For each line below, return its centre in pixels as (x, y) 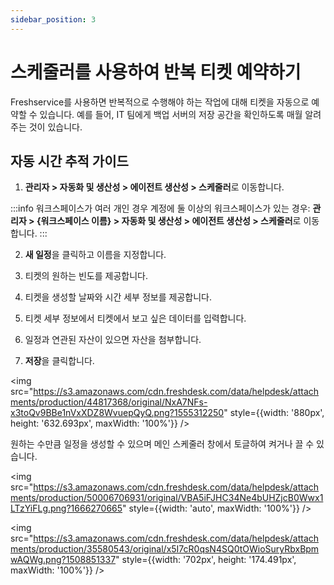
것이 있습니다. (55, 127)
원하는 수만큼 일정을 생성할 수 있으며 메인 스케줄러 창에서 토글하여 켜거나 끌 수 (162, 444)
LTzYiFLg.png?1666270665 (66, 508)
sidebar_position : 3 (53, 19)
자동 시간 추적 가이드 (69, 161)
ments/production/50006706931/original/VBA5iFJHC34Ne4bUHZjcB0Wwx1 (167, 498)
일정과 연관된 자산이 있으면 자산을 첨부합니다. (113, 340)
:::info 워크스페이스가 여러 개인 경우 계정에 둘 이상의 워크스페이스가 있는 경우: (160, 208)
